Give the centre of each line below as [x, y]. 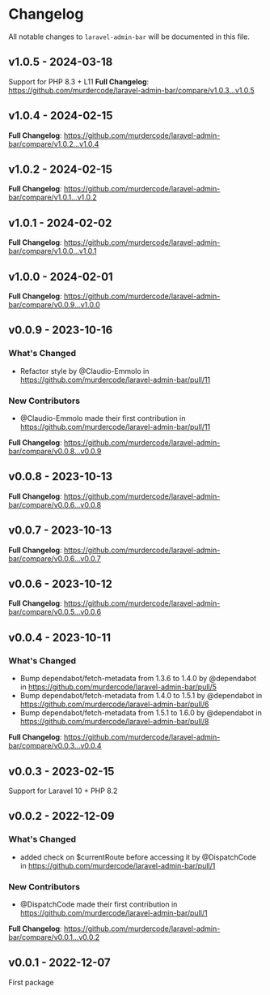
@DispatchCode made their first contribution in [99, 904]
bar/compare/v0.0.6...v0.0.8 [55, 504]
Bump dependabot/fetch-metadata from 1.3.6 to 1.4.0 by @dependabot [138, 679]
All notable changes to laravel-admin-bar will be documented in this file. [129, 36]
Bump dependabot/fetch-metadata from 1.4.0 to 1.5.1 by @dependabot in [141, 696]
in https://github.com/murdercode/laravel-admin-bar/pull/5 [118, 687]
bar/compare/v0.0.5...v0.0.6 [55, 612]
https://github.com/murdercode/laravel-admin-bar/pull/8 [114, 722]
